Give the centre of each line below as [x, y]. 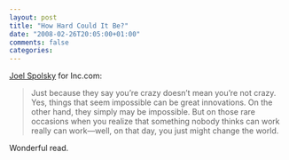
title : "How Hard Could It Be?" [69, 26]
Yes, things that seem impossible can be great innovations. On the [152, 102]
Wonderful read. [39, 148]
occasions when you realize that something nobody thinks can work [155, 122]
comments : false [39, 42]
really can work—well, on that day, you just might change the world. [155, 131]
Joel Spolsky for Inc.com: [56, 76]
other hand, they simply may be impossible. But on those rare [143, 112]
